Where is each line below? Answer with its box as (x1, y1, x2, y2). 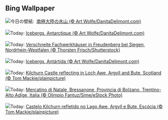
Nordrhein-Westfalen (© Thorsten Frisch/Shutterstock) (5, 47, 121, 53)
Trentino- (142, 86, 161, 93)
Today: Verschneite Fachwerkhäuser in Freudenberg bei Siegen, (10, 41, 145, 47)
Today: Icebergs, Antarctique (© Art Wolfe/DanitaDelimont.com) (10, 30, 145, 36)
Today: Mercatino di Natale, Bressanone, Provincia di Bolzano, (10, 86, 141, 93)
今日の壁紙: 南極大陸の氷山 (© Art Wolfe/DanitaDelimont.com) (10, 18, 142, 24)
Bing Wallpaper (5, 4, 55, 13)
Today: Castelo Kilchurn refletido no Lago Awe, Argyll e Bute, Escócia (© (10, 103, 163, 109)
